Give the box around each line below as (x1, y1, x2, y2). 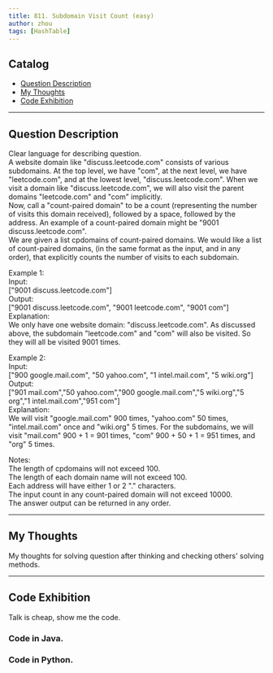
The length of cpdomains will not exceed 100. (8, 464, 161, 473)
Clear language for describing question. (8, 149, 142, 158)
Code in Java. (8, 632, 63, 644)
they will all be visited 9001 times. (8, 337, 121, 346)
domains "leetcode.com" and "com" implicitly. (8, 192, 162, 202)
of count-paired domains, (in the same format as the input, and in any (8, 244, 241, 253)
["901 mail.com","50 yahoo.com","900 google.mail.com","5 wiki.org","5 (8, 388, 245, 397)
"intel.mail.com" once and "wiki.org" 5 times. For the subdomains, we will (8, 422, 254, 432)
